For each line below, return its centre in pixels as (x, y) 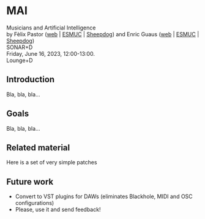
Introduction (31, 79)
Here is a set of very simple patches (52, 163)
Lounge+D (20, 60)
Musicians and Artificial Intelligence (51, 28)
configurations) (35, 203)
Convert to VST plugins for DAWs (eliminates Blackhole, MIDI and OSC (104, 196)
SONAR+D (20, 47)
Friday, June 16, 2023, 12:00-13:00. (50, 53)
